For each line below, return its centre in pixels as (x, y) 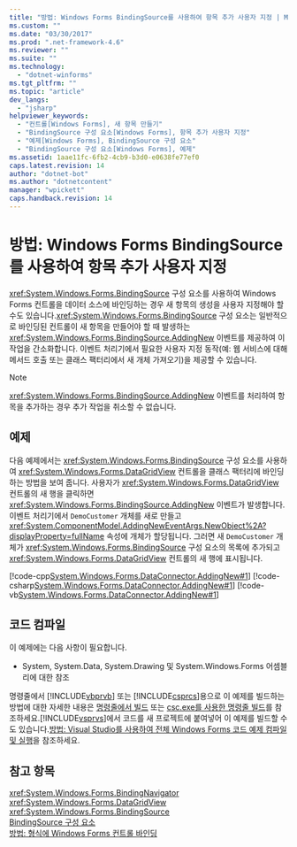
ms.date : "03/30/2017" (51, 34)
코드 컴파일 (38, 625)
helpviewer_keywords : (49, 116)
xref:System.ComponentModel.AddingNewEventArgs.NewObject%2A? (138, 525)
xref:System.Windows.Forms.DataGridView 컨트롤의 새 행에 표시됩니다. (136, 558)
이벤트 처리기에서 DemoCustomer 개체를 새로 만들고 (95, 515)
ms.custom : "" (35, 26)
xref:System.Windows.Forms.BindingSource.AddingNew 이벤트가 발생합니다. (147, 504)
